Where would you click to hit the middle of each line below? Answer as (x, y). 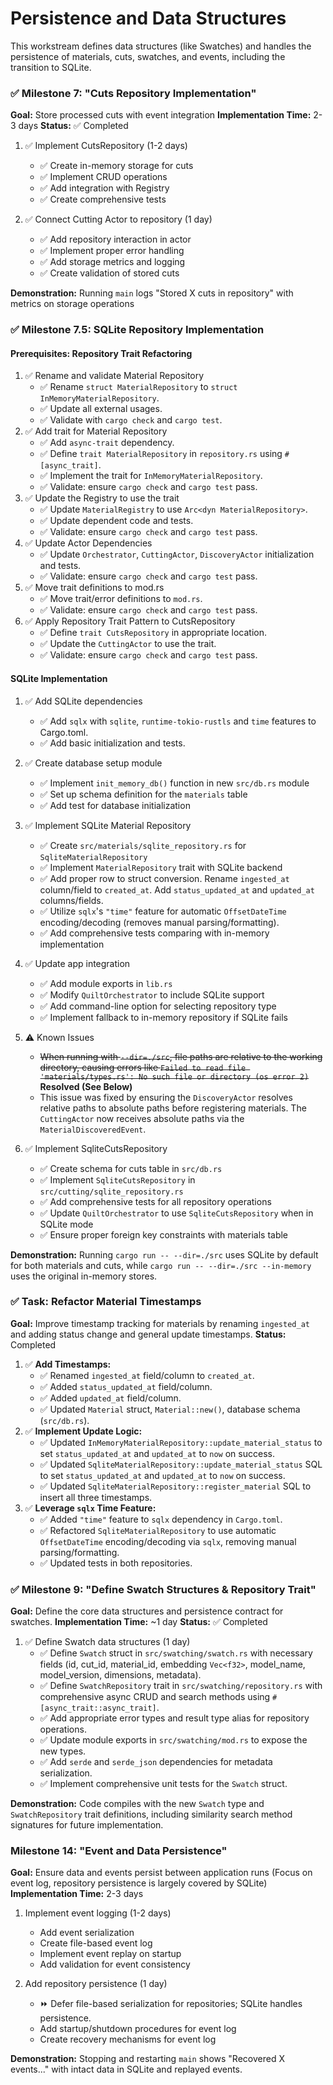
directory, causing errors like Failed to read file (143, 1067)
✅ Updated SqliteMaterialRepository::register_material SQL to (175, 1486)
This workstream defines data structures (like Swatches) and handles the (161, 46)
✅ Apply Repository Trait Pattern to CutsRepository (130, 621)
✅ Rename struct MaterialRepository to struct (138, 387)
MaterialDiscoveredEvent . (93, 1129)
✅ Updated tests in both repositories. (116, 1563)
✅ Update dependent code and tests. (116, 521)
